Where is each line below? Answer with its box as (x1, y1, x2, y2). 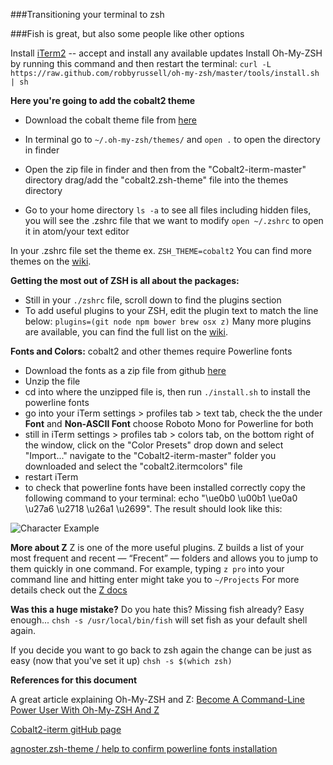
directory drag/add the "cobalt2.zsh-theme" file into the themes (24, 174, 289, 186)
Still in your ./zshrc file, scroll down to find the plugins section (24, 294, 282, 306)
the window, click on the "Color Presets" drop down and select (24, 439, 284, 451)
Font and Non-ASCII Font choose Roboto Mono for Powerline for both (24, 418, 314, 429)
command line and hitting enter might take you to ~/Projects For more (10, 574, 300, 585)
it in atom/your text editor (24, 225, 130, 237)
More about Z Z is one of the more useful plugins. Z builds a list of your (10, 542, 305, 553)
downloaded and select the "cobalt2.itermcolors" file (24, 460, 243, 472)
